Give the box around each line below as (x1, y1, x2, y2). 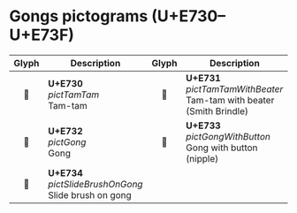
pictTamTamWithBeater (185, 82, 284, 95)
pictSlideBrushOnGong (48, 178, 143, 190)
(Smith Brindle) (185, 104, 249, 117)
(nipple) (185, 152, 219, 164)
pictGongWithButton (185, 130, 271, 142)
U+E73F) (9, 25, 75, 45)
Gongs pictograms (9, 6, 148, 27)
